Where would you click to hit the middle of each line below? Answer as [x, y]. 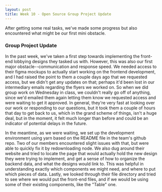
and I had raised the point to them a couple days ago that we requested [76, 77]
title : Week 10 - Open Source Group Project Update [58, 14]
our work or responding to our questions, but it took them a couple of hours [80, 108]
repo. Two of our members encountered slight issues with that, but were [77, 143]
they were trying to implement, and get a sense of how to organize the [75, 158]
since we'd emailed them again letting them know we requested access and [81, 97]
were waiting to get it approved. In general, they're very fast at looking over [80, 103]
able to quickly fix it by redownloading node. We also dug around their [75, 148]
